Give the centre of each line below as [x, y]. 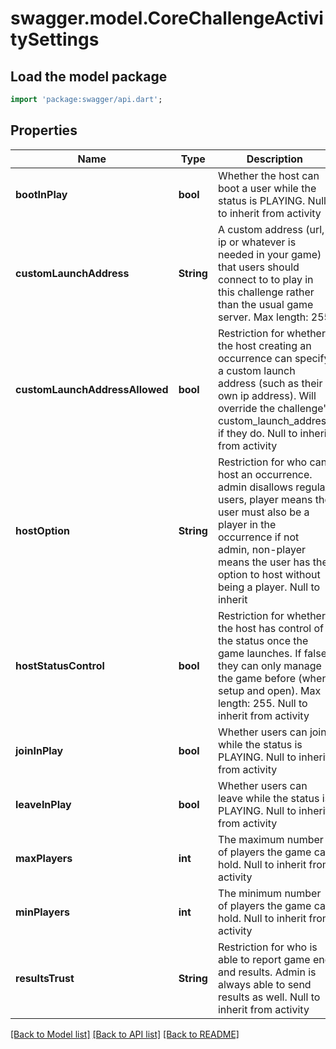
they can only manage [269, 665]
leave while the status [268, 798]
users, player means [265, 499]
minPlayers [42, 912]
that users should [258, 267]
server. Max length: [263, 317]
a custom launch [256, 370]
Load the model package [89, 76]
